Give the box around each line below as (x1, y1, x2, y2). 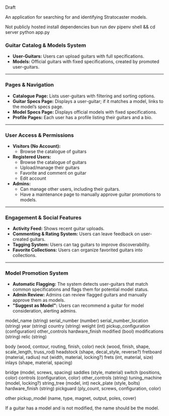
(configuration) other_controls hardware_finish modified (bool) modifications (5, 328, 163, 335)
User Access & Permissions (5, 131, 74, 138)
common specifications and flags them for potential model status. (12, 286, 149, 292)
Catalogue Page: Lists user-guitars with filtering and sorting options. (12, 93, 155, 99)
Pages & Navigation (5, 81, 54, 88)
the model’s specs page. (12, 103, 64, 110)
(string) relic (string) (5, 334, 47, 340)
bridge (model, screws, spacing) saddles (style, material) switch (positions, (5, 370, 161, 376)
